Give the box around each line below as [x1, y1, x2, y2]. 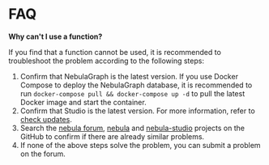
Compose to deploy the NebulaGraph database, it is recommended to [19, 80, 253, 90]
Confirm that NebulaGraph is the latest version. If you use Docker [19, 71, 239, 81]
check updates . [19, 114, 73, 124]
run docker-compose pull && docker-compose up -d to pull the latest [19, 88, 246, 98]
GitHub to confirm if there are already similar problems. [19, 131, 205, 142]
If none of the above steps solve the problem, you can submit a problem [19, 140, 261, 150]
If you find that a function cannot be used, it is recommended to [8, 47, 221, 57]
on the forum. [19, 149, 66, 159]
